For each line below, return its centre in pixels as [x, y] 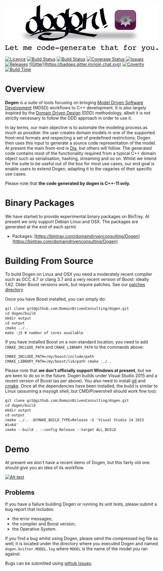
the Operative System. [34, 529]
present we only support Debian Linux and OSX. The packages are [72, 222]
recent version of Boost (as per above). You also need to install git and [75, 381]
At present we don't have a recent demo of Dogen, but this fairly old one [77, 463]
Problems [20, 493]
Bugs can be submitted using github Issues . [49, 563]
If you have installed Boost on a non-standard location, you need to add [76, 342]
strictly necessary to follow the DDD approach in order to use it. [69, 118]
